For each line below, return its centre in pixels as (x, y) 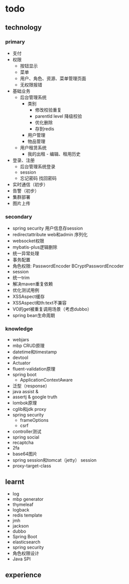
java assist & (25, 392)
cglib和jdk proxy (29, 409)
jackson (21, 526)
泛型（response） (31, 386)
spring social (26, 437)
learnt (15, 482)
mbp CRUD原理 (28, 346)
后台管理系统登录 (38, 166)
